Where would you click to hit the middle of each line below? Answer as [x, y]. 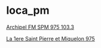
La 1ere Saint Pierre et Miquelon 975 [51, 38]
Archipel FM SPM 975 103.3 [40, 27]
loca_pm [28, 10]
